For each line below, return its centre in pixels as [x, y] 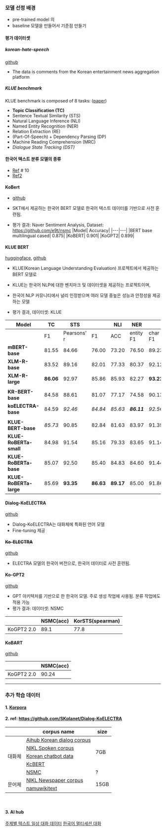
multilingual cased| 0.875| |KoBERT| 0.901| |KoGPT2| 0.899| [73, 236]
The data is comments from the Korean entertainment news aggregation [86, 72]
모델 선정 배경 [21, 7]
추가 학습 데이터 [23, 695]
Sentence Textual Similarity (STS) [46, 115]
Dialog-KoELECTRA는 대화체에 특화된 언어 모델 [59, 524]
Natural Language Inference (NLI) [46, 121]
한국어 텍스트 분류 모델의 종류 [33, 159]
